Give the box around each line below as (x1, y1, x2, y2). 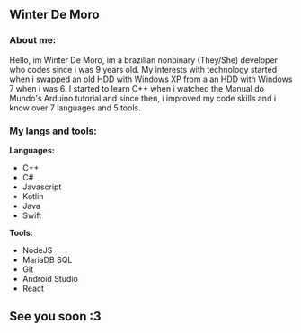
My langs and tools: (9, 125, 97, 137)
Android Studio (22, 273, 78, 284)
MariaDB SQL (22, 254, 73, 265)
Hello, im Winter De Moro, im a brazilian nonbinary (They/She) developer (9, 54, 279, 66)
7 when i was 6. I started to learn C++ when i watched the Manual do (9, 83, 265, 93)
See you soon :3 (9, 309, 102, 324)
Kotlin (22, 190, 44, 201)
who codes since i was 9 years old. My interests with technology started (9, 64, 278, 74)
